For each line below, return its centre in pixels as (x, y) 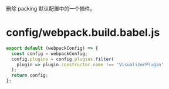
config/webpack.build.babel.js (83, 32)
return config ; (30, 76)
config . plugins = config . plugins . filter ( (63, 59)
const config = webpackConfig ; (50, 54)
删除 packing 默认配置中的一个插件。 (51, 8)
